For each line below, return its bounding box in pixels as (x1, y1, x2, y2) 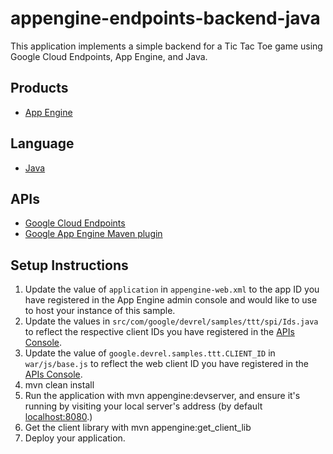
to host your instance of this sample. (24, 305, 176, 317)
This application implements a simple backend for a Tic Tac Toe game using (10, 40, 323, 52)
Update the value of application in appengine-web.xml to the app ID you (24, 283, 320, 296)
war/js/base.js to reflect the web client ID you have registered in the (24, 358, 309, 370)
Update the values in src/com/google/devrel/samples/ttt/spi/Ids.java (24, 315, 319, 327)
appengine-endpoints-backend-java (10, 7, 321, 30)
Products (10, 80, 69, 97)
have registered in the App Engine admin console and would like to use (24, 294, 318, 306)
